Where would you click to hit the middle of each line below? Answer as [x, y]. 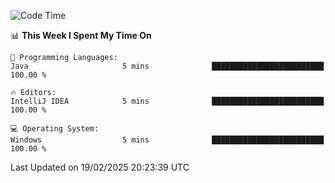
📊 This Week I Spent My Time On [81, 35]
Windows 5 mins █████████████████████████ [167, 140]
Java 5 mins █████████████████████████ [167, 66]
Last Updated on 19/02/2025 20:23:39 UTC [100, 167]
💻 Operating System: [55, 129]
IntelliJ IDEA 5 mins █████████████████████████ [167, 101]
